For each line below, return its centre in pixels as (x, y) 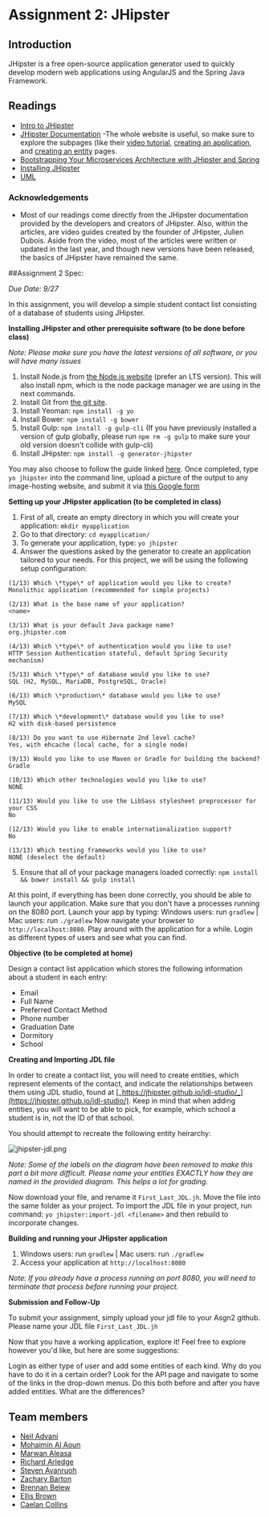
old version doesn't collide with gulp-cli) (87, 445)
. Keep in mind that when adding (182, 1101)
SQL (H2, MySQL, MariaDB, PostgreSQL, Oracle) (88, 682)
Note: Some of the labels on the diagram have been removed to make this (130, 1165)
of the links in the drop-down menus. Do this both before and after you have (134, 1383)
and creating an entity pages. (69, 151)
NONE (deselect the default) (57, 857)
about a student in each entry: (58, 977)
